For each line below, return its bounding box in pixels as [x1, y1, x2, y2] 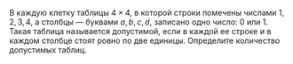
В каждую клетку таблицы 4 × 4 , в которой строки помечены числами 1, [9, 8, 285, 18]
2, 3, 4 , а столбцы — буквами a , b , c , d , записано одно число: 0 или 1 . [9, 17, 269, 27]
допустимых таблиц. [9, 45, 87, 55]
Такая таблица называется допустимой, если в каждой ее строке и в [9, 26, 272, 36]
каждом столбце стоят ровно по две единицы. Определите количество [9, 35, 281, 46]
